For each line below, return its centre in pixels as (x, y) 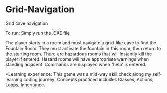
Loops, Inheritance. (25, 85)
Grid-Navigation (40, 9)
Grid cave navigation (27, 23)
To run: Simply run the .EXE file (37, 33)
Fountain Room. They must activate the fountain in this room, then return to (83, 48)
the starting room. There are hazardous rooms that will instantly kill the (79, 54)
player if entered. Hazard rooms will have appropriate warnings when (77, 59)
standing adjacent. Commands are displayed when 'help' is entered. (76, 64)
